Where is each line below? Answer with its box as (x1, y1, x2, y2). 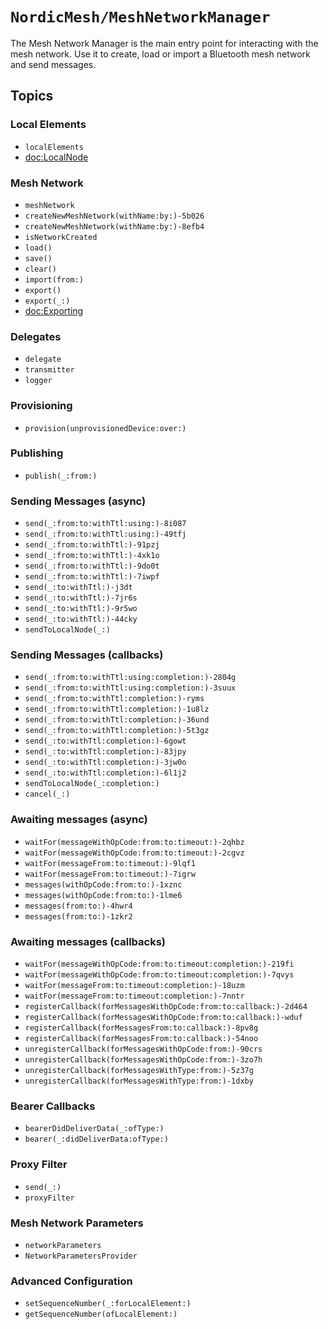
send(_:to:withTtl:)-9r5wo (24, 604, 138, 614)
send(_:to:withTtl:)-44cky (24, 614, 138, 625)
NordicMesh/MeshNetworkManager (10, 8, 271, 27)
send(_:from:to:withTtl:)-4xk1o (24, 551, 160, 561)
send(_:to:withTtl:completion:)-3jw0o (24, 758, 187, 768)
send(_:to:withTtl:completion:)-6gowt (24, 736, 187, 747)
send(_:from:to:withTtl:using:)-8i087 (24, 519, 187, 529)
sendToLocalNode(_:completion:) (24, 779, 160, 789)
